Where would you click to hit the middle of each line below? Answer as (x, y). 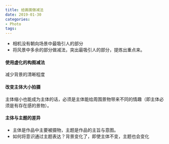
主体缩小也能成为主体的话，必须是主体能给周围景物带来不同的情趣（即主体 (82, 99)
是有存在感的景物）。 (30, 105)
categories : (18, 19)
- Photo (13, 24)
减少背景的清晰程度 (25, 75)
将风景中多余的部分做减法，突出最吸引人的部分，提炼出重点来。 (78, 50)
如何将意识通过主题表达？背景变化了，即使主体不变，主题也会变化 (81, 136)
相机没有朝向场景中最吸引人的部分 (48, 44)
